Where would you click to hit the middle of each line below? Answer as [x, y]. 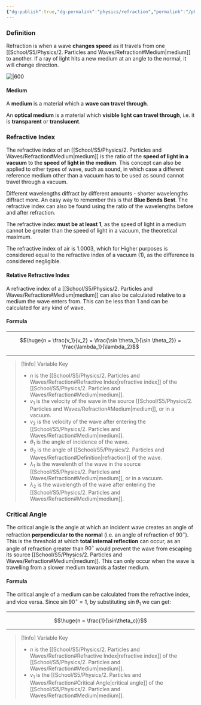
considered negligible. [33, 261]
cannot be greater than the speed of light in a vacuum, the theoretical [92, 231]
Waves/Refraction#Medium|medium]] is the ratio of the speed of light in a [97, 156]
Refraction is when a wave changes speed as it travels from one [86, 46]
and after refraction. [31, 213]
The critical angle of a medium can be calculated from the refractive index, [98, 595]
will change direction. [33, 65]
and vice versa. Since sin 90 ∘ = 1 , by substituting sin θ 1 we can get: [89, 602]
